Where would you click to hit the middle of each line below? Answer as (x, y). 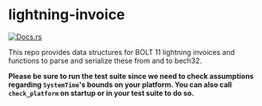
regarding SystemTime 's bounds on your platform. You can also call (120, 84)
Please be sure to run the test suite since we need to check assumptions (131, 76)
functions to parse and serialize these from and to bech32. (105, 61)
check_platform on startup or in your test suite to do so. (101, 92)
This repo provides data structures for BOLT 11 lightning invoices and (121, 52)
